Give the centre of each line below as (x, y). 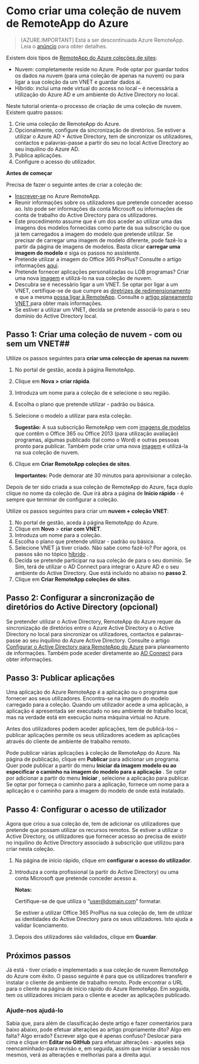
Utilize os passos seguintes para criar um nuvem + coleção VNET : (87, 511)
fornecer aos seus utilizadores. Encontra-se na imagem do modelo (87, 698)
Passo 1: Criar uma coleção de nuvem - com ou (94, 334)
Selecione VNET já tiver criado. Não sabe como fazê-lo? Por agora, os (100, 548)
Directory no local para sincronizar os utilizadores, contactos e (83, 634)
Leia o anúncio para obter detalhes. (64, 46)
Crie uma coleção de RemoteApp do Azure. (68, 123)
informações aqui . (37, 265)
